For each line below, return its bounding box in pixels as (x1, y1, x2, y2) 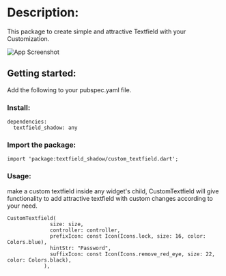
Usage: (7, 171, 32, 181)
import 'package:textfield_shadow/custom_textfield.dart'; (7, 156, 179, 163)
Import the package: (7, 140, 76, 150)
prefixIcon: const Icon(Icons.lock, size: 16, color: (50, 232, 206, 240)
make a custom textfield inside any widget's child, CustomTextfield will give (7, 187, 219, 195)
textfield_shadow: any (13, 124, 78, 131)
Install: (7, 102, 31, 112)
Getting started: (7, 68, 76, 79)
